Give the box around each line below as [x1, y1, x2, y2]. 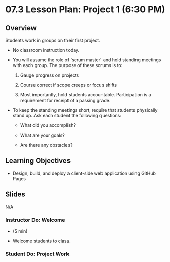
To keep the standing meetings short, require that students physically [12, 107, 158, 113]
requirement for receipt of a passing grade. [20, 97, 111, 103]
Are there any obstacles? [20, 142, 73, 148]
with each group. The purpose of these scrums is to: [12, 62, 123, 68]
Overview [5, 24, 37, 32]
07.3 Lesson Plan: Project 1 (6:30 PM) [5, 4, 165, 15]
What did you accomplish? [20, 122, 76, 128]
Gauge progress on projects [20, 72, 79, 78]
